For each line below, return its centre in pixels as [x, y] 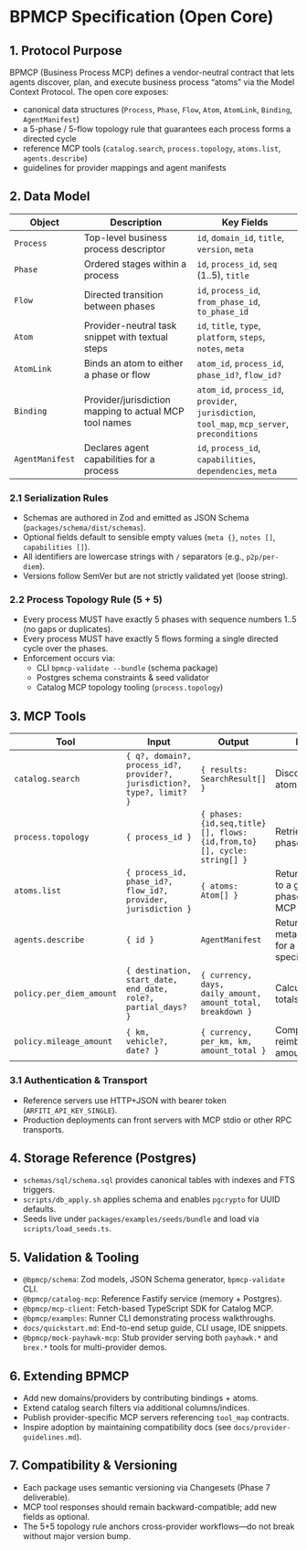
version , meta [225, 248]
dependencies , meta [237, 470]
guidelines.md [49, 1437]
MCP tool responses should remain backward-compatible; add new [149, 1507]
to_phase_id [223, 311]
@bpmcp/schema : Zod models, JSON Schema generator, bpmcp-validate [154, 1280]
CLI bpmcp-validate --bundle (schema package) [127, 668]
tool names [108, 422]
